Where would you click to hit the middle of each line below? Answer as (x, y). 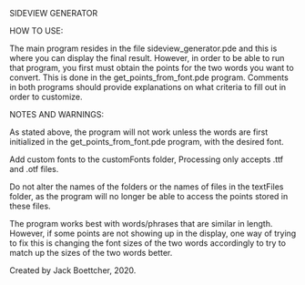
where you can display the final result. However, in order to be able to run (147, 58)
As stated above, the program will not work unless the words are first (139, 132)
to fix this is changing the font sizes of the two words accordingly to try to (148, 243)
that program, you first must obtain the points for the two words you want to (152, 68)
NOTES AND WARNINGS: (57, 114)
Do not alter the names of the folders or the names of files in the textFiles (147, 187)
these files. (30, 206)
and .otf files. (34, 169)
